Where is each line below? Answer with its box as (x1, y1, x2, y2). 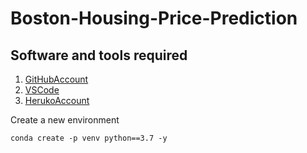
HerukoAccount (24, 95, 90, 106)
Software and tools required (10, 47, 188, 64)
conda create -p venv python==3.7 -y (10, 133, 168, 143)
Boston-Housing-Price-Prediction (10, 7, 298, 30)
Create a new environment (10, 114, 120, 126)
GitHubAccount (24, 73, 89, 85)
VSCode (24, 84, 60, 96)
